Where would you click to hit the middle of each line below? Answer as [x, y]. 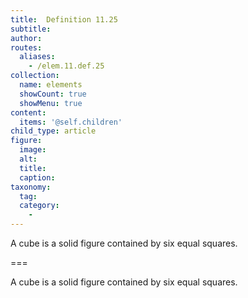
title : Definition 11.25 [64, 19]
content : [28, 112]
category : [39, 206]
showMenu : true [51, 103]
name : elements [51, 85]
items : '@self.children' [71, 122]
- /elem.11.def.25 [66, 66]
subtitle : [31, 29]
